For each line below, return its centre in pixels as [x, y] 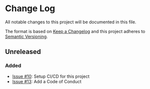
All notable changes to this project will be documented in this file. [71, 22]
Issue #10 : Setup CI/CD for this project [51, 76]
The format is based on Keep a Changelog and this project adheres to [75, 31]
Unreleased [23, 52]
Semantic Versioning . [26, 36]
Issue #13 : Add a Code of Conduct [47, 81]
